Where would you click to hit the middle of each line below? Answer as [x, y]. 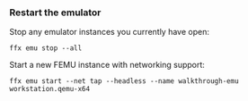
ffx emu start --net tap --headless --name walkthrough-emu [124, 81]
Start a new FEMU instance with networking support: [107, 65]
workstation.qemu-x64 [50, 89]
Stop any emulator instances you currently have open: [109, 32]
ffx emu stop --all [46, 48]
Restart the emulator [55, 13]
